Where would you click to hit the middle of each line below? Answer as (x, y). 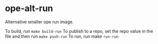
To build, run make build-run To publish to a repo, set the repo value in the (79, 31)
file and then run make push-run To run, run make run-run (62, 36)
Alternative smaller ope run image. (39, 22)
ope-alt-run (29, 8)
